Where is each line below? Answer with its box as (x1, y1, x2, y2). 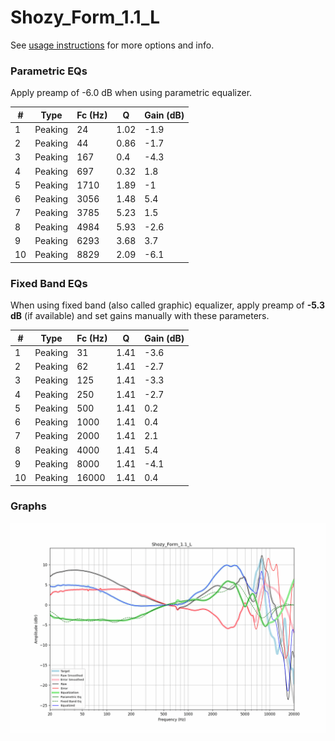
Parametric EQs (10, 64, 88, 78)
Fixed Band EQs (10, 276, 88, 290)
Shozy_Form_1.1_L (10, 6, 161, 29)
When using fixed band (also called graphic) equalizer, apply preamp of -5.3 (10, 299, 325, 311)
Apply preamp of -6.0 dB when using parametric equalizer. (10, 87, 253, 99)
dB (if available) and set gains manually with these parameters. (10, 310, 270, 322)
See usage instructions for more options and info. (10, 39, 215, 51)
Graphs (10, 499, 47, 513)
